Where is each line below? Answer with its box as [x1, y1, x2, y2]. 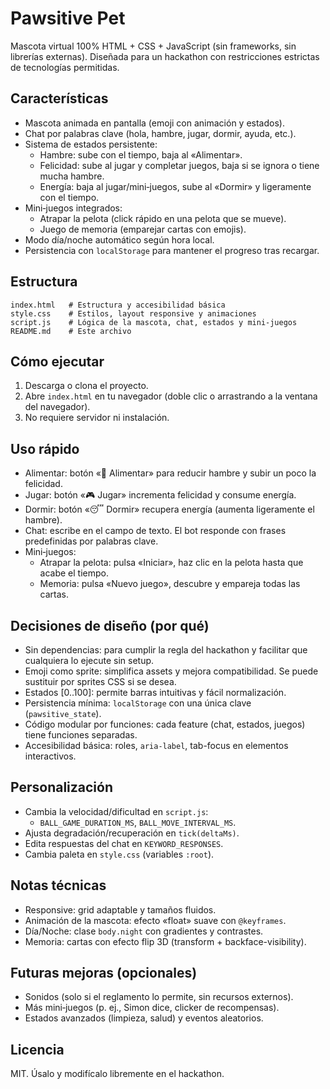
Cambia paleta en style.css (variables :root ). [24, 848, 215, 860]
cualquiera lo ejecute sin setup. [24, 655, 155, 666]
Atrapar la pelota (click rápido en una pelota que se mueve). [39, 212, 287, 224]
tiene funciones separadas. [24, 729, 138, 741]
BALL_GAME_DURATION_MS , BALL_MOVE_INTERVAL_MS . [39, 816, 237, 828]
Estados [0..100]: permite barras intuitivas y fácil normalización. [24, 687, 287, 698]
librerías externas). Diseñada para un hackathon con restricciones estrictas [10, 50, 320, 62]
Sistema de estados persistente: [24, 138, 158, 150]
